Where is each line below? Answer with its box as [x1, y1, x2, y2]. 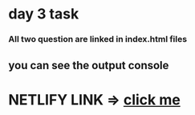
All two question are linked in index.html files [8, 34, 187, 45]
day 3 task [8, 5, 79, 23]
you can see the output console [8, 58, 169, 72]
